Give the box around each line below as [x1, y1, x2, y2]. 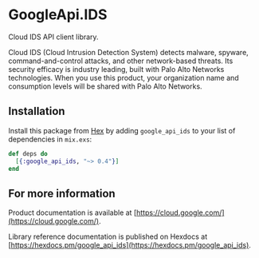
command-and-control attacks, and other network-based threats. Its [8, 56, 233, 65]
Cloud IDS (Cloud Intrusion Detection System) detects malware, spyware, [8, 47, 249, 57]
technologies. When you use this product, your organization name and [8, 73, 239, 82]
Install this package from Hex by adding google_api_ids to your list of [8, 125, 236, 135]
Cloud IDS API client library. [8, 32, 99, 42]
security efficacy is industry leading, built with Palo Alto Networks [8, 64, 225, 73]
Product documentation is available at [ [8, 208, 137, 217]
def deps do [8, 149, 48, 157]
